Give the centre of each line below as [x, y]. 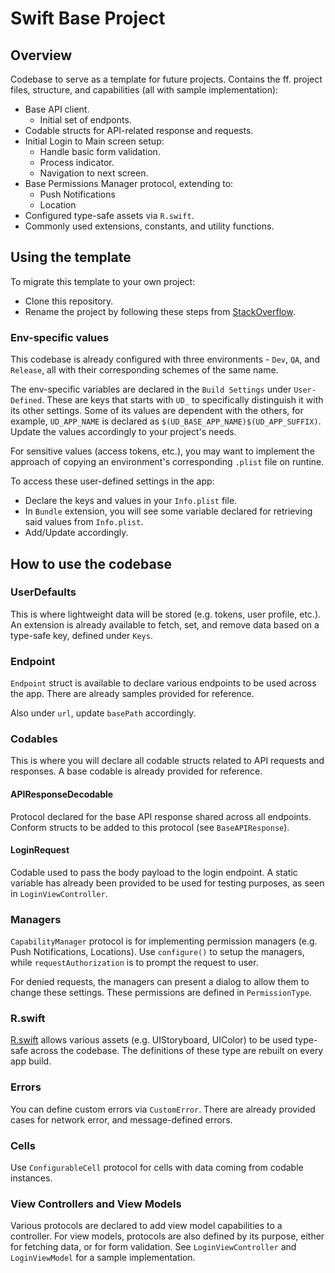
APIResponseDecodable [62, 794]
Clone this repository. [69, 301]
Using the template [71, 257]
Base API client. [57, 109]
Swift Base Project [88, 18]
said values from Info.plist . [84, 522]
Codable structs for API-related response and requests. [139, 130]
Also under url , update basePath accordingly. [103, 713]
